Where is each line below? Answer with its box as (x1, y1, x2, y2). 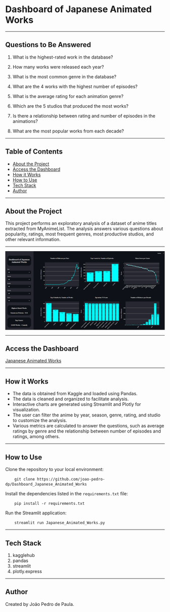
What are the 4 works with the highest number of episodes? (12, 83, 138, 89)
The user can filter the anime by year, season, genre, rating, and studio (12, 412, 161, 418)
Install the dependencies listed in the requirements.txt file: (5, 491, 128, 497)
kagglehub (12, 552, 35, 558)
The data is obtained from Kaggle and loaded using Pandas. (12, 391, 138, 397)
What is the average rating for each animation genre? (12, 93, 124, 99)
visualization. (12, 407, 40, 413)
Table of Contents (5, 148, 63, 156)
